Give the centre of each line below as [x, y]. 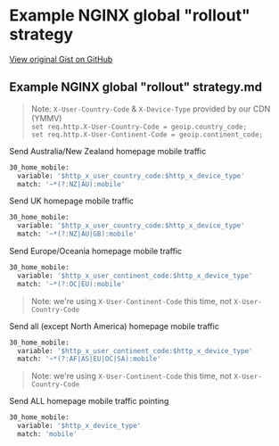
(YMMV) [46, 118]
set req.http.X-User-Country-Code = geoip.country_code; [139, 127]
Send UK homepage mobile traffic [72, 201]
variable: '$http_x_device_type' [79, 426]
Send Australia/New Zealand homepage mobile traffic [108, 151]
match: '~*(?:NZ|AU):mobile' [71, 184]
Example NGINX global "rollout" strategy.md [136, 87]
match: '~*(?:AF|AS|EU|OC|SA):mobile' [90, 359]
